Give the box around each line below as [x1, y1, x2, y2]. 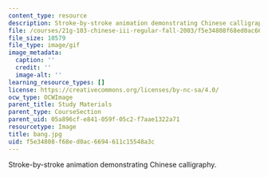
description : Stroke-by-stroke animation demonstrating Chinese [8, 19, 227, 27]
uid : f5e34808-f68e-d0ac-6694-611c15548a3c [8, 137, 156, 146]
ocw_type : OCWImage [8, 93, 73, 101]
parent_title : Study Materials [8, 100, 112, 108]
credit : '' [15, 64, 52, 72]
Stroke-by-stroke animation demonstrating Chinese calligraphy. [8, 159, 217, 169]
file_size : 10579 [8, 33, 66, 42]
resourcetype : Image [8, 123, 77, 131]
